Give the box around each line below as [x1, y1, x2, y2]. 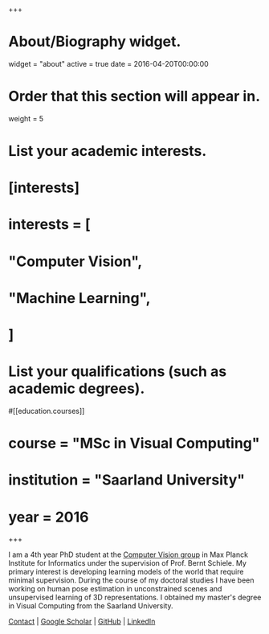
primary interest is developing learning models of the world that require [8, 567, 244, 577]
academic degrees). [8, 379, 145, 398]
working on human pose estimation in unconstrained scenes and [8, 584, 222, 594]
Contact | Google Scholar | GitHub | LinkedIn [8, 616, 156, 627]
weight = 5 [8, 113, 44, 123]
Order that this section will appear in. [8, 88, 261, 105]
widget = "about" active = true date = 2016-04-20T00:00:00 [8, 59, 209, 68]
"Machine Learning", [8, 288, 151, 307]
